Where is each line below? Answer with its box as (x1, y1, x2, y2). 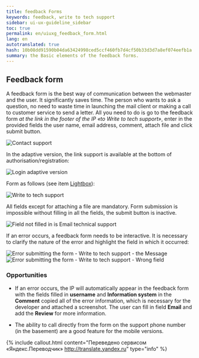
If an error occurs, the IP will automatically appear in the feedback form (14, 285, 189, 292)
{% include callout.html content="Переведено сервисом (6, 338, 147, 346)
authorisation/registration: (6, 157, 70, 165)
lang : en (6, 36, 28, 42)
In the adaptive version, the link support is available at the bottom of (6, 151, 172, 158)
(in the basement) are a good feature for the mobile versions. (14, 327, 164, 334)
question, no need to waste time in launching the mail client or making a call (6, 103, 191, 110)
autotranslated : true (6, 42, 60, 48)
